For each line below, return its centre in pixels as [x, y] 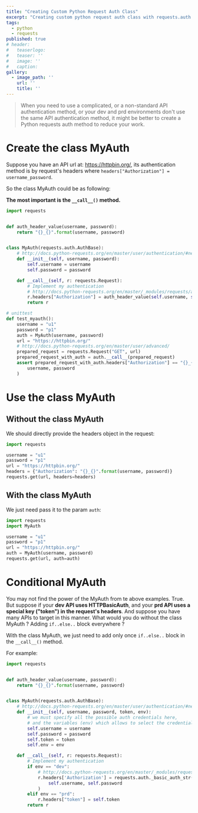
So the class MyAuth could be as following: [58, 188]
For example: [22, 653]
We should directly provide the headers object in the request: [80, 433]
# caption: [22, 67]
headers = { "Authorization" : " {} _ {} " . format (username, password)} [89, 472]
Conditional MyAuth [56, 582]
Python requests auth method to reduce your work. [82, 124]
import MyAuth [24, 526]
